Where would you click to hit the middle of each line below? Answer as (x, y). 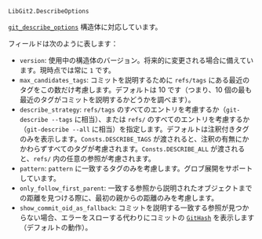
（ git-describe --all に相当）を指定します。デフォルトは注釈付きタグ (134, 129)
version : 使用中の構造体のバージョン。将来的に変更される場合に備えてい (136, 60)
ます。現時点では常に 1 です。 (67, 70)
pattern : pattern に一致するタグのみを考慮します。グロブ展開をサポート (136, 168)
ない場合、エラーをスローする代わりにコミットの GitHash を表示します (140, 217)
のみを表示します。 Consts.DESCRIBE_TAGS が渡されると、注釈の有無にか (134, 139)
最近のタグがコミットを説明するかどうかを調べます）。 (107, 99)
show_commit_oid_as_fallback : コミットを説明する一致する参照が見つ (131, 208)
